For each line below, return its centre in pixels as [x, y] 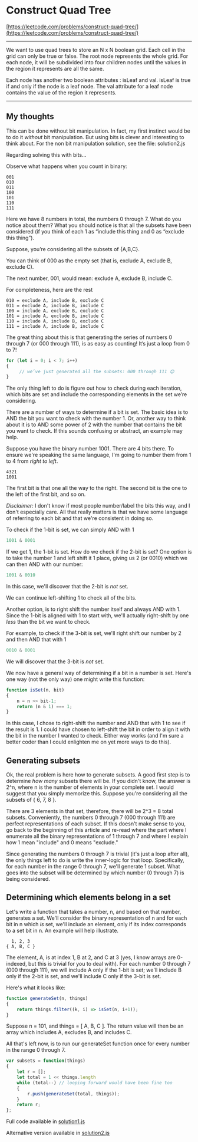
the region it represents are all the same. [55, 68]
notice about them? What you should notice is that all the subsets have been [99, 225]
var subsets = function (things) [46, 1061]
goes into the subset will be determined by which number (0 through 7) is [95, 873]
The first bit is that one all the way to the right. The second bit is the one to [97, 488]
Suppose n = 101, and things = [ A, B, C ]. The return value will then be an [95, 1026]
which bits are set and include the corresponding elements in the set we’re [97, 394]
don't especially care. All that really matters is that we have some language [97, 512]
